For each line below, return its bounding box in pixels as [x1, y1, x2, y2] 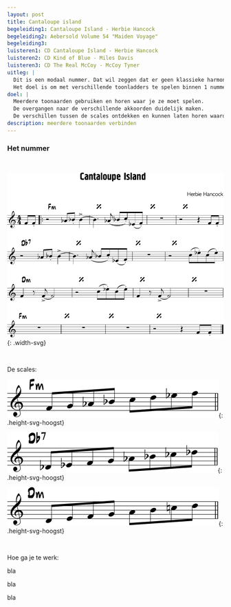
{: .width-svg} [7, 338, 47, 346]
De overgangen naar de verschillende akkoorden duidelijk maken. [13, 105, 205, 113]
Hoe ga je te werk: [7, 553, 59, 562]
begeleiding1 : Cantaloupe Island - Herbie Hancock [7, 25, 155, 32]
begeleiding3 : [7, 40, 48, 47]
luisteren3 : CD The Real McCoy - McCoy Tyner [7, 62, 140, 69]
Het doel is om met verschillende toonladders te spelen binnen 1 [13, 83, 208, 91]
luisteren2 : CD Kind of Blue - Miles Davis [7, 55, 134, 62]
